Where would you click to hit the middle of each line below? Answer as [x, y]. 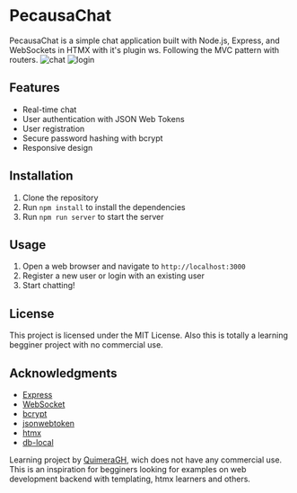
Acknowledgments [64, 373]
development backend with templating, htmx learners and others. [130, 479]
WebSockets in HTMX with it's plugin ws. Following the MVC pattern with [144, 49]
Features [35, 88]
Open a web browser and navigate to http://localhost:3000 [134, 267]
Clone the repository [60, 198]
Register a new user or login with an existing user [113, 276]
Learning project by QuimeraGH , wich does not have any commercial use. [146, 460]
